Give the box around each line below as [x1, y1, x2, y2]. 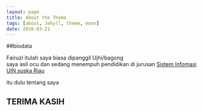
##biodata [6, 42, 32, 50]
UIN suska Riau [6, 67, 45, 75]
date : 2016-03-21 [6, 25, 51, 32]
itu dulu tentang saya [6, 79, 59, 86]
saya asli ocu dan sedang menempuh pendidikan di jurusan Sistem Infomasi [6, 61, 197, 68]
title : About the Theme [6, 15, 67, 21]
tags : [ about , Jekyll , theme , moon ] [6, 20, 99, 26]
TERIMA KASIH [6, 96, 65, 107]
